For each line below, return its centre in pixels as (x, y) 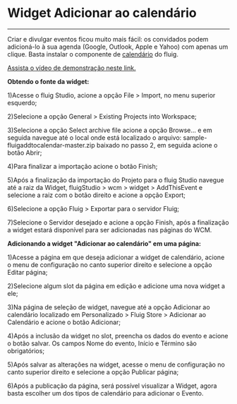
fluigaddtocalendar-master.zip (51, 145)
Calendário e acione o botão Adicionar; (64, 322)
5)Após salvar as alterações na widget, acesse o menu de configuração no (116, 364)
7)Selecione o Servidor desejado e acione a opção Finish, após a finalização (118, 222)
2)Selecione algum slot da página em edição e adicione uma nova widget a (116, 286)
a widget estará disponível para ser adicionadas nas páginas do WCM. (110, 230)
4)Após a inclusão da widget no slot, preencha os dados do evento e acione (118, 335)
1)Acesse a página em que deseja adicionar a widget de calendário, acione (116, 257)
